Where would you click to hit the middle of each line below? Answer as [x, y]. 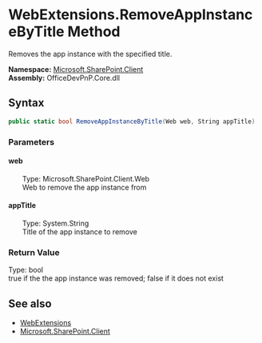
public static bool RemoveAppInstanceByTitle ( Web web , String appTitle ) [132, 122]
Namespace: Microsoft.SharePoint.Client [76, 69]
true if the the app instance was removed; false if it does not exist [116, 278]
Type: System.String [56, 223]
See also [30, 303]
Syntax [26, 103]
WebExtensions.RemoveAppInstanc [131, 15]
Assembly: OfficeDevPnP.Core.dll [64, 78]
